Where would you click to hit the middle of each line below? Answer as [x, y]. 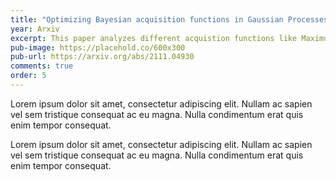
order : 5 [28, 76]
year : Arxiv [35, 29]
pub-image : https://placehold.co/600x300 [98, 47]
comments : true [42, 66]
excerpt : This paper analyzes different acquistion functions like [154, 38]
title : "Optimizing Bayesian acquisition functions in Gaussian [147, 19]
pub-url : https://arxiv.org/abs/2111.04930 [102, 57]
